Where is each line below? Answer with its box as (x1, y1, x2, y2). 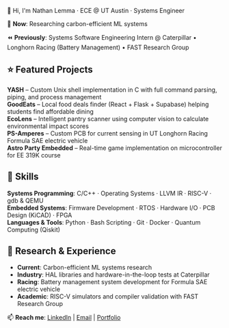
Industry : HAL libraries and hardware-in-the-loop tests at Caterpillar (16, 270, 210, 279)
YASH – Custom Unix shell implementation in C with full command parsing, (7, 86, 217, 94)
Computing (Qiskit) (7, 225, 60, 234)
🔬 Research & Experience (7, 245, 116, 257)
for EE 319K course (7, 151, 62, 159)
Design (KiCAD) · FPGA (7, 211, 72, 219)
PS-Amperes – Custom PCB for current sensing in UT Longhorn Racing (7, 129, 208, 137)
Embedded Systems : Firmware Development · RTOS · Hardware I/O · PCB (7, 203, 215, 212)
